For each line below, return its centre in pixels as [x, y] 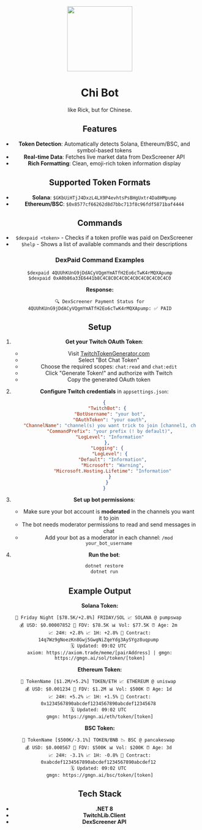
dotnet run [104, 572]
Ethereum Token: [100, 670]
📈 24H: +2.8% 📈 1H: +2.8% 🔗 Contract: [100, 633]
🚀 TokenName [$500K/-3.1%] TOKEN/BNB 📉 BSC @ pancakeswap [99, 740]
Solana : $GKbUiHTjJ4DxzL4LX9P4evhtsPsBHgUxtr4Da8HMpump [104, 197]
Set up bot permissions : [104, 500]
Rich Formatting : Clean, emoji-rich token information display [104, 163]
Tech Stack [100, 794]
